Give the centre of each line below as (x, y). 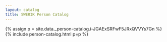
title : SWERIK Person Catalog (37, 14)
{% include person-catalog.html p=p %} (47, 34)
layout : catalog (22, 10)
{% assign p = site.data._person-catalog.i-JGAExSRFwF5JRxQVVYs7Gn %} (84, 28)
